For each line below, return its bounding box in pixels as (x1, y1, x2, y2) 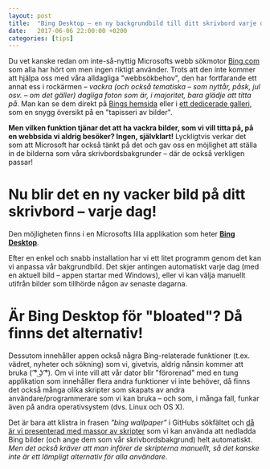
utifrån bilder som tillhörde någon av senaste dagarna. (8, 279, 188, 289)
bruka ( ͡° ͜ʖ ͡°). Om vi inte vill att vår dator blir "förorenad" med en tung (8, 368, 239, 378)
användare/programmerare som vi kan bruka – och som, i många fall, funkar (8, 393, 260, 403)
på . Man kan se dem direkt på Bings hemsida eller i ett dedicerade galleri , (8, 99, 252, 109)
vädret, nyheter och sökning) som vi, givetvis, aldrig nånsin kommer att (8, 360, 243, 369)
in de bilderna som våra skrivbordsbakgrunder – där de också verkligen (8, 149, 245, 158)
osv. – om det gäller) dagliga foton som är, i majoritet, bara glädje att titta (8, 90, 252, 101)
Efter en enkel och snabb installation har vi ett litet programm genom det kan (8, 253, 262, 263)
